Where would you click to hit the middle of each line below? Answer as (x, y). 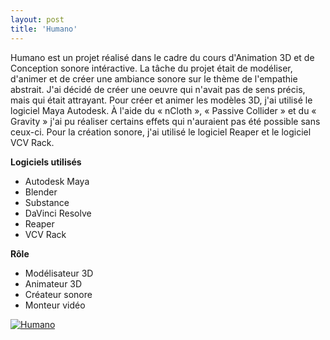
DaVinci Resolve (58, 213)
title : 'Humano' (44, 29)
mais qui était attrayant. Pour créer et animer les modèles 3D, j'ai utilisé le (161, 100)
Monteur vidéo (55, 305)
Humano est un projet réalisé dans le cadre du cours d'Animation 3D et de (162, 57)
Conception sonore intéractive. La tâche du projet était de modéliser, (151, 68)
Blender (41, 192)
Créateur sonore (58, 294)
